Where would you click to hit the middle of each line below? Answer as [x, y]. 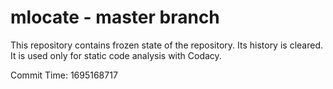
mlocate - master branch [115, 17]
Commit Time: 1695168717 [64, 75]
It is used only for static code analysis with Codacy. [116, 55]
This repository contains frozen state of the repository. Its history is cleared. [166, 45]
